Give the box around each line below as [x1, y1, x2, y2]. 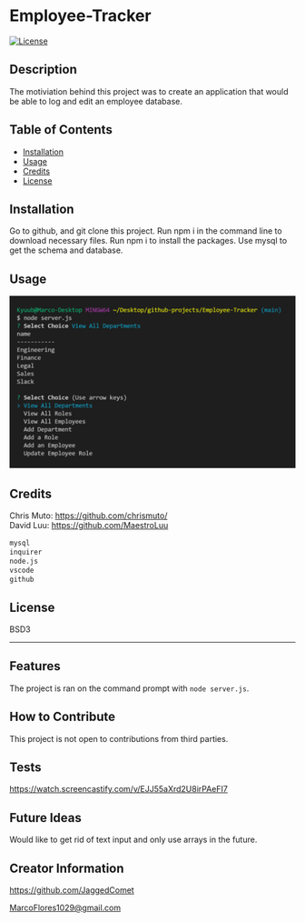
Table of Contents [9, 122, 113, 137]
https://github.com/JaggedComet [9, 885, 134, 896]
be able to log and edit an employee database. [9, 95, 183, 106]
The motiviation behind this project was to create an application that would [9, 85, 289, 96]
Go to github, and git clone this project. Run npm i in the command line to [9, 225, 283, 236]
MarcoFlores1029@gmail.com [9, 902, 122, 914]
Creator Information [9, 860, 124, 876]
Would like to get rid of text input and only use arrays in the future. [9, 834, 258, 846]
